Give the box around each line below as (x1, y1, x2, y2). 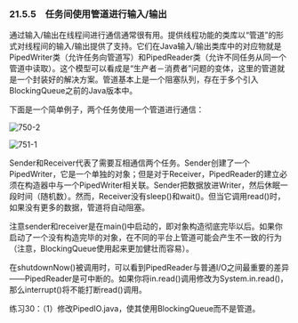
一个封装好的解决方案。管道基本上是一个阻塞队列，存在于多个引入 (16, 74, 259, 85)
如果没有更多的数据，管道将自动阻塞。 (9, 202, 149, 213)
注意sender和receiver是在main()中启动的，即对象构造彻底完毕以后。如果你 (9, 221, 283, 232)
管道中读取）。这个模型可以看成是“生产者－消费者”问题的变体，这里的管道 (9, 63, 278, 74)
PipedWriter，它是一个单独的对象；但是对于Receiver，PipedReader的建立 (9, 169, 280, 180)
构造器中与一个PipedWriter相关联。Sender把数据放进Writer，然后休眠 (24, 180, 281, 190)
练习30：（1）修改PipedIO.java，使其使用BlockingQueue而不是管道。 (9, 303, 261, 314)
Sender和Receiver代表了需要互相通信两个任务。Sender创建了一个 (9, 157, 251, 168)
